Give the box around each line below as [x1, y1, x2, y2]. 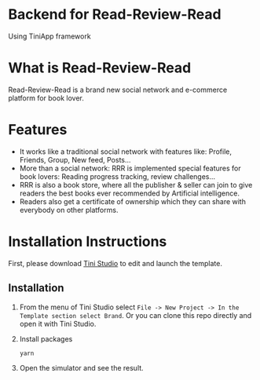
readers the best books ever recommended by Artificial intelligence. [19, 188, 240, 198]
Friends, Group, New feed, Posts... [19, 155, 131, 164]
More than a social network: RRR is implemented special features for [19, 163, 241, 173]
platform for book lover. [8, 93, 84, 103]
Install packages [19, 334, 73, 343]
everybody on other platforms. [19, 205, 119, 214]
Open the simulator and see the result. [19, 364, 144, 373]
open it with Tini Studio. [19, 319, 97, 328]
